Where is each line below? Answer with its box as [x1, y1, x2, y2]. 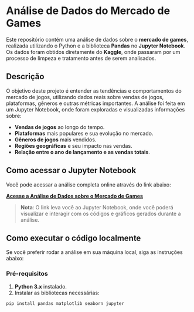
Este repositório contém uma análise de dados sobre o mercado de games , [6, 36, 189, 43]
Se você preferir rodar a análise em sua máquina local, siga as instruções [6, 249, 183, 256]
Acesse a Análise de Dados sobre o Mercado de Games [6, 192, 144, 199]
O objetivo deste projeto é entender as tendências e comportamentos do [6, 87, 182, 94]
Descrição [6, 72, 45, 82]
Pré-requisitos [6, 270, 48, 278]
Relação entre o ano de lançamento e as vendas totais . [14, 148, 151, 155]
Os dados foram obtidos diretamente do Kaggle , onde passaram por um [6, 48, 181, 55]
